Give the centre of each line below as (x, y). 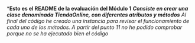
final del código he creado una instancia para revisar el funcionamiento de (98, 21)
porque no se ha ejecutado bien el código (58, 34)
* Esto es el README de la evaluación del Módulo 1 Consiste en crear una (97, 9)
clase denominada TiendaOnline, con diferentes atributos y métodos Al (97, 15)
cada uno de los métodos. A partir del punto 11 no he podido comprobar (95, 27)
